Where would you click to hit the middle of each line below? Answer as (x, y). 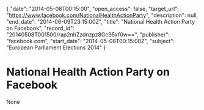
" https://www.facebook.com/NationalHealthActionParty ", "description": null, (102, 15)
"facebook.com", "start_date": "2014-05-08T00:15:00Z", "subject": (91, 41)
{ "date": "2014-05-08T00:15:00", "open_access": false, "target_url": (93, 9)
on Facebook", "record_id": (41, 28)
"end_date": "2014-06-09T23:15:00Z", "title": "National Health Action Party (101, 22)
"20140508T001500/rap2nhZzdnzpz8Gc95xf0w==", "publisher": (88, 35)
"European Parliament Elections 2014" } (56, 47)
